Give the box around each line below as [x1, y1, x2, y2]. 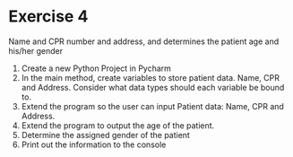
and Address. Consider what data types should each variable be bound [21, 82, 285, 92]
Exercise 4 [8, 6, 89, 27]
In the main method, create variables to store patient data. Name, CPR [21, 72, 280, 83]
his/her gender [8, 45, 64, 56]
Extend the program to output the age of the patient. [21, 119, 215, 131]
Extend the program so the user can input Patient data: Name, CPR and [21, 100, 284, 111]
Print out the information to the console [21, 139, 167, 150]
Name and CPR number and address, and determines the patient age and [8, 36, 280, 47]
